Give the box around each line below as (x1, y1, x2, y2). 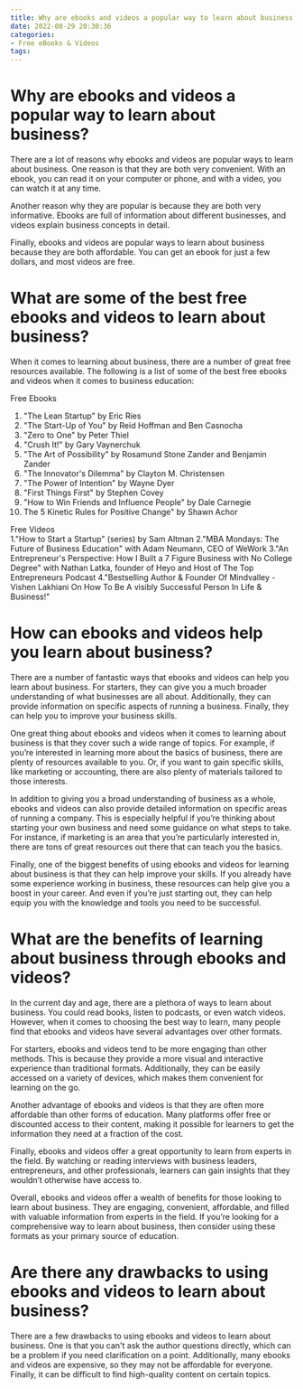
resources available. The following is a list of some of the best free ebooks (10, 366, 288, 376)
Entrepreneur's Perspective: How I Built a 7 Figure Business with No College (10, 553, 292, 563)
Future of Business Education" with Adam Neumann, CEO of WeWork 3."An (10, 543, 289, 554)
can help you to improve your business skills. (10, 710, 178, 721)
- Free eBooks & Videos (10, 38, 100, 48)
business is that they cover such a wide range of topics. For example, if (10, 737, 275, 748)
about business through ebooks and (10, 948, 287, 969)
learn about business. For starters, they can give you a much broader (10, 681, 267, 692)
